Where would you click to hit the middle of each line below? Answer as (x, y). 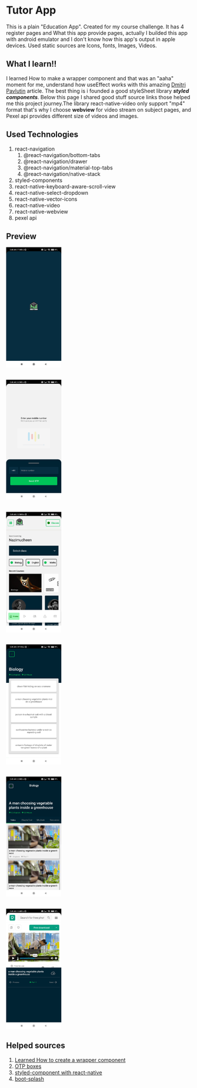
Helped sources (36, 1046)
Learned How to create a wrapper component (70, 1060)
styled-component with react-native (58, 1072)
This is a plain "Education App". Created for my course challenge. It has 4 (95, 27)
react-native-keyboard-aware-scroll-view (65, 186)
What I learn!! (31, 64)
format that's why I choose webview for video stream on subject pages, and (98, 109)
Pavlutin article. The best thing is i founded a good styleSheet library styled (98, 91)
